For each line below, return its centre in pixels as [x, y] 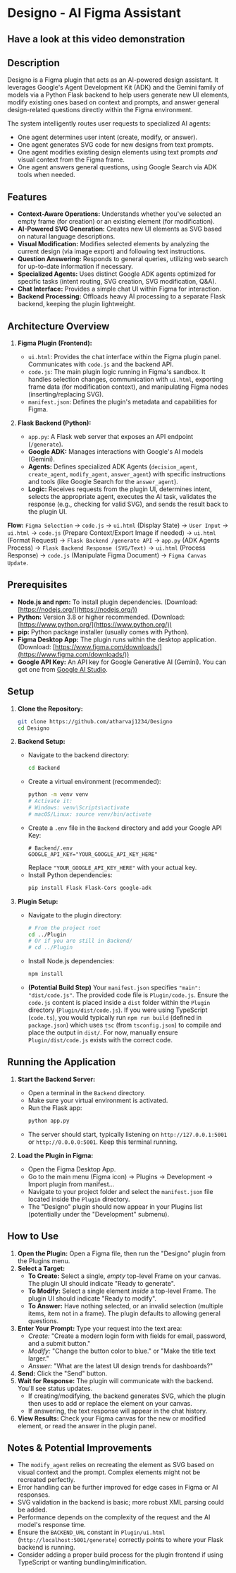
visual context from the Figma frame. [71, 159]
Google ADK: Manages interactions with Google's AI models [116, 452]
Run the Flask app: [55, 1108]
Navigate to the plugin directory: [75, 915]
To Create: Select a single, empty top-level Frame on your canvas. [124, 1276]
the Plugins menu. [44, 1260]
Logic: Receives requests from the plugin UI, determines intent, [120, 489]
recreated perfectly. [46, 1480]
